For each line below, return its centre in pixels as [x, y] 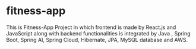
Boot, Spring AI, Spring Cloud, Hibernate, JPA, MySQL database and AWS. [97, 40]
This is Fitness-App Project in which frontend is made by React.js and [91, 27]
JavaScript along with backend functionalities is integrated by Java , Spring [98, 33]
